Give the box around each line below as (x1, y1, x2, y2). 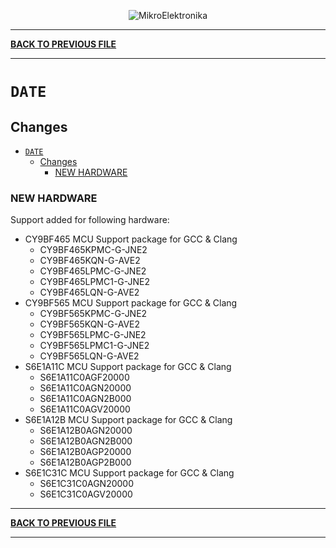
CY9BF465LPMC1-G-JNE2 (39, 276, 151, 288)
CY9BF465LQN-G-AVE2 (39, 286, 140, 299)
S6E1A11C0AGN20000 (39, 382, 132, 394)
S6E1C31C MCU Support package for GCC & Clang (24, 467, 235, 479)
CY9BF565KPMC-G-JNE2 (39, 308, 148, 320)
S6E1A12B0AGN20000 (39, 425, 133, 437)
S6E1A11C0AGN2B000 (39, 393, 132, 405)
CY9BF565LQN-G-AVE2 (39, 350, 140, 362)
